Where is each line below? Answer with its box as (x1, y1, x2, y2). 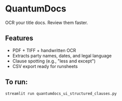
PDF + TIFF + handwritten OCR (12, 47, 76, 53)
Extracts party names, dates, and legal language (12, 52, 112, 58)
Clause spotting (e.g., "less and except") (12, 58, 96, 64)
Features (5, 34, 33, 42)
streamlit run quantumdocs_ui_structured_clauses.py (5, 91, 117, 96)
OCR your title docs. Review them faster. (5, 19, 88, 25)
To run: (5, 78, 28, 86)
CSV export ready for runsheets (12, 63, 78, 69)
